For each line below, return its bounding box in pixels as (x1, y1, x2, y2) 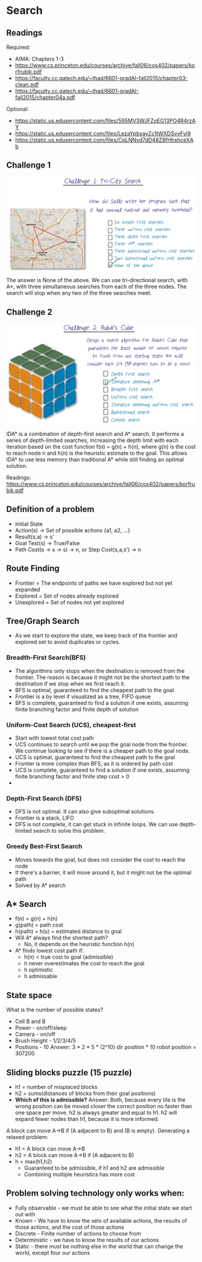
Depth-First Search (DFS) (6, 794, 82, 803)
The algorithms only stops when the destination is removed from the (14, 667, 185, 674)
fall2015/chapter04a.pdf (14, 94, 75, 101)
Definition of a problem (6, 504, 95, 514)
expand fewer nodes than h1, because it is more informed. (14, 1115, 160, 1122)
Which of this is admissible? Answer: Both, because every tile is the (14, 1096, 186, 1103)
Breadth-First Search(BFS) (6, 654, 86, 662)
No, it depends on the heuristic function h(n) (24, 941, 134, 948)
